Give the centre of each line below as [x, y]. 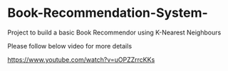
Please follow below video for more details [70, 46]
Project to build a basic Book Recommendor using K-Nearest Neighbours [114, 32]
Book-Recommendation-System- [108, 13]
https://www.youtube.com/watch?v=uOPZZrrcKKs [81, 59]
